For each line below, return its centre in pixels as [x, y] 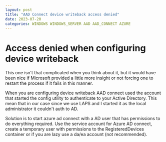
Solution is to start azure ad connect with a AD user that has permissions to [83, 119]
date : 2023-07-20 [23, 19]
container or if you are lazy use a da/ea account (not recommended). [76, 135]
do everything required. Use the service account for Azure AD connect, [79, 124]
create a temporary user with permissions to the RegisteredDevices [74, 129]
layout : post [19, 10]
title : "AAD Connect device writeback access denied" [62, 14]
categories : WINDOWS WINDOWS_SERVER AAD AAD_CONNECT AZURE [68, 24]
